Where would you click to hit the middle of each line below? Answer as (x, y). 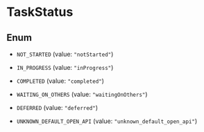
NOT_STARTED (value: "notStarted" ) (65, 54)
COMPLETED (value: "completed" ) (60, 81)
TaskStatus (40, 12)
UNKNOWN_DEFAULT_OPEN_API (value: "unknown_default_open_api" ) (107, 121)
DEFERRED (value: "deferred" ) (57, 107)
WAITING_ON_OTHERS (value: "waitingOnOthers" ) (82, 94)
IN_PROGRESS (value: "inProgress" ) (65, 67)
